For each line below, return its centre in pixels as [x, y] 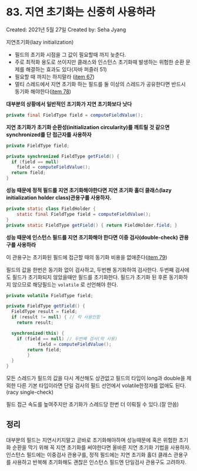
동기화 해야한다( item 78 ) [43, 91]
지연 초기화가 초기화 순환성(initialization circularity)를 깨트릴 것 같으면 [88, 127]
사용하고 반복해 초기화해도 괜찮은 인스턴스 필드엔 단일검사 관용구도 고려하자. [99, 462]
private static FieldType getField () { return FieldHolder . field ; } [92, 225]
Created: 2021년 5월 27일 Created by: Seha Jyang [66, 29]
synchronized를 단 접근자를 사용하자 [49, 134]
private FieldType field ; [38, 146]
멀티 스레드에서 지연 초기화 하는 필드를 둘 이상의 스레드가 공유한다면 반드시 [100, 84]
